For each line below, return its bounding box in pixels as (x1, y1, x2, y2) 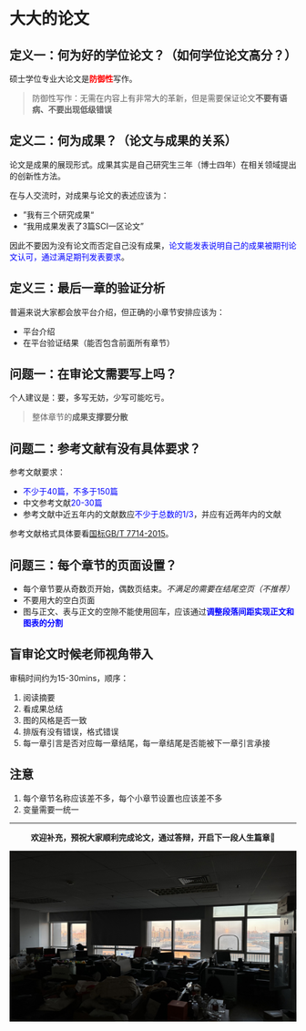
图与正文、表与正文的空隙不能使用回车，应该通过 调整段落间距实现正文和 (22, 607, 294, 618)
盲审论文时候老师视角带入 (9, 647, 153, 662)
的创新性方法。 (9, 170, 66, 181)
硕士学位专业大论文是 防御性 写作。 (9, 74, 138, 84)
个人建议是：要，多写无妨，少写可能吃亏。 (9, 393, 169, 403)
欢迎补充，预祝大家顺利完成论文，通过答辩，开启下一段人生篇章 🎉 (30, 832, 276, 842)
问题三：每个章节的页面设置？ (9, 557, 178, 573)
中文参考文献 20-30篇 (22, 497, 103, 508)
